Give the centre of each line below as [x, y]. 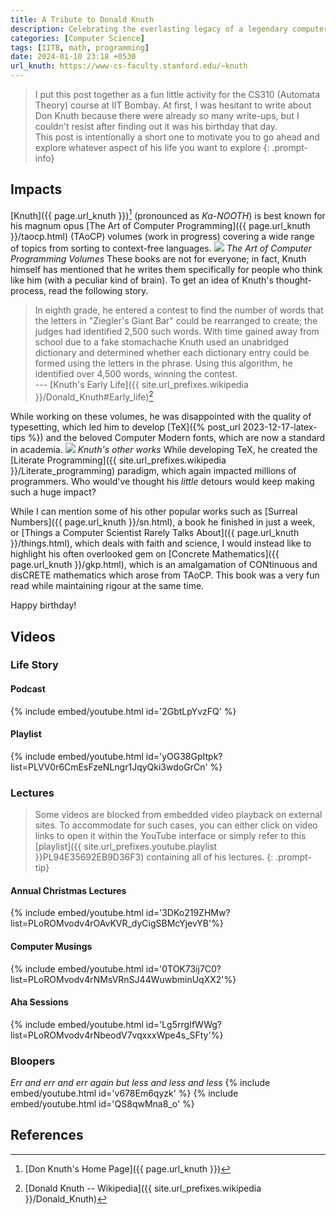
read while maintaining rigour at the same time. [107, 586]
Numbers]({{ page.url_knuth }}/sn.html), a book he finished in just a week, [163, 522]
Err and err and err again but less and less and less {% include [140, 1083]
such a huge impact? [53, 492]
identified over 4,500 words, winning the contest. [136, 374]
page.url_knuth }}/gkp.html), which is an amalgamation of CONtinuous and [164, 565]
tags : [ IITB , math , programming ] [80, 47]
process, [28, 291]
